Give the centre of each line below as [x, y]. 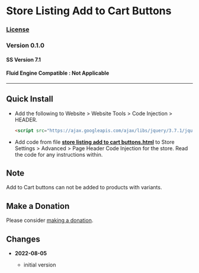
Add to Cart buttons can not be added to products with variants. [84, 188]
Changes [23, 239]
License [18, 30]
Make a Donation [38, 206]
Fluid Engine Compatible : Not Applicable [58, 73]
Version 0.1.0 [25, 46]
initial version [40, 265]
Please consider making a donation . [50, 220]
